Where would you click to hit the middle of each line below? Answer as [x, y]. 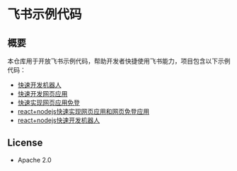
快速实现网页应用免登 [48, 102]
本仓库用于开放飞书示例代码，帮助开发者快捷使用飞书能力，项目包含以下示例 [119, 61]
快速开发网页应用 [42, 94]
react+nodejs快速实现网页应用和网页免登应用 [83, 111]
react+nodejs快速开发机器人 [59, 120]
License [25, 143]
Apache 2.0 [34, 160]
